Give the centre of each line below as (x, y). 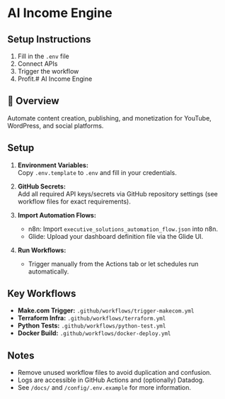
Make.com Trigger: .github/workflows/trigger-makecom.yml (106, 310)
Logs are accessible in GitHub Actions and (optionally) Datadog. (111, 380)
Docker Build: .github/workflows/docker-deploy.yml (94, 333)
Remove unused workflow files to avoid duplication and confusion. (115, 373)
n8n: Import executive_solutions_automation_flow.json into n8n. (123, 229)
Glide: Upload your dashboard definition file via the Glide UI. (116, 236)
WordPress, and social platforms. (56, 125)
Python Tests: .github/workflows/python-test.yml (92, 326)
